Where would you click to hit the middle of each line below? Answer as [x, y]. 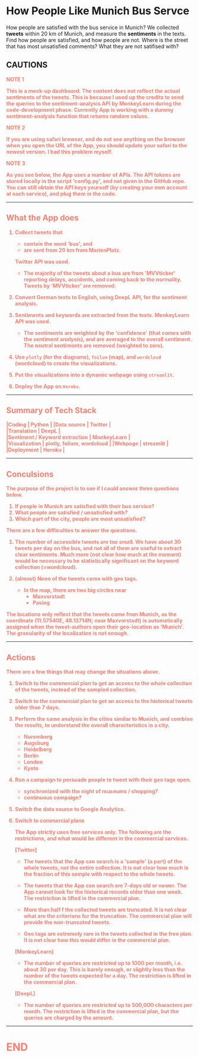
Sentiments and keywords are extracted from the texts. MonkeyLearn [102, 315]
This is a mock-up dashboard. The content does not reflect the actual [93, 91]
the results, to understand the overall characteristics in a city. [92, 725]
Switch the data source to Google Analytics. [70, 809]
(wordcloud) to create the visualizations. [66, 363]
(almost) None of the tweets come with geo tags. [76, 579]
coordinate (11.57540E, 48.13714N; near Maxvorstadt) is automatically [94, 621]
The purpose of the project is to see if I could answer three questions [93, 489]
